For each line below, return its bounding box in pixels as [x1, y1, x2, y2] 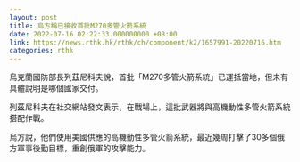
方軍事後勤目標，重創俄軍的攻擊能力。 [9, 143, 150, 154]
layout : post [9, 12, 58, 22]
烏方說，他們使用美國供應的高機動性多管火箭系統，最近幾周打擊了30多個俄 [9, 132, 286, 142]
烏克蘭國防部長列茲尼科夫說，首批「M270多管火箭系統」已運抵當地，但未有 [9, 72, 288, 83]
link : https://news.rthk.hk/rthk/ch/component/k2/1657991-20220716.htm [9, 37, 281, 47]
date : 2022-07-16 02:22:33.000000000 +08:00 [9, 29, 178, 38]
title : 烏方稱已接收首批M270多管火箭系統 [9, 21, 147, 30]
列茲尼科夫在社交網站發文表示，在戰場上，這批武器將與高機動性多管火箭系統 [9, 101, 291, 112]
